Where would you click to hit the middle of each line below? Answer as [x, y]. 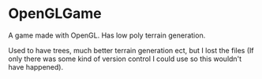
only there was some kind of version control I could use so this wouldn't [125, 59]
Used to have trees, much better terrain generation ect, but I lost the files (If [131, 50]
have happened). [36, 66]
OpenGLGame [55, 14]
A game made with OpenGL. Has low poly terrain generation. [107, 35]
